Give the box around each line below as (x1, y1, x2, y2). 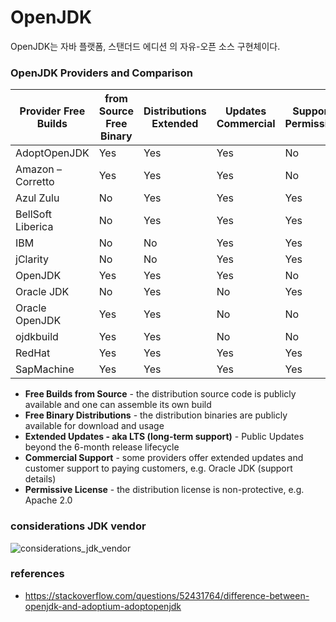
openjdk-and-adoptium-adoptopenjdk (24, 600, 182, 612)
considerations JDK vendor (10, 519, 147, 533)
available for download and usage (24, 420, 165, 432)
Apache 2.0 (24, 494, 73, 506)
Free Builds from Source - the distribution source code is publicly (24, 388, 297, 400)
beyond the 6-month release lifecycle (24, 441, 180, 453)
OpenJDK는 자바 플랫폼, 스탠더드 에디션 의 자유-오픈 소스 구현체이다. (10, 40, 281, 52)
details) (24, 473, 57, 485)
